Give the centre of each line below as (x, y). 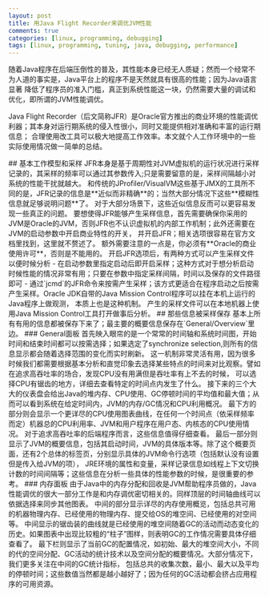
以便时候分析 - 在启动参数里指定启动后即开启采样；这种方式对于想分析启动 (131, 264)
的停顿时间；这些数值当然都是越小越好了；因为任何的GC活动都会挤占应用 (129, 574)
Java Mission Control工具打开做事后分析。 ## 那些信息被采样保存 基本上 (134, 314)
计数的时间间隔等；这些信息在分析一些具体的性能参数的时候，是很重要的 (127, 474)
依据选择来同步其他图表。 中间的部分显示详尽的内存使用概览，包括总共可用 (132, 504)
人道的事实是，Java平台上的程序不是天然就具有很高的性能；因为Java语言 (136, 79)
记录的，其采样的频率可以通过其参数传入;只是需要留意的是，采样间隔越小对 (132, 174)
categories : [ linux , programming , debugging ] (85, 38)
